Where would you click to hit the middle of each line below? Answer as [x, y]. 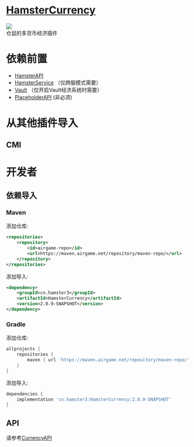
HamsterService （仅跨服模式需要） [58, 82]
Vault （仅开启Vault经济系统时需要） [58, 90]
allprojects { [23, 349]
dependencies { [25, 394]
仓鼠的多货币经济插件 [32, 33]
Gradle [16, 324]
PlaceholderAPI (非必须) [43, 97]
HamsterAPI [29, 75]
